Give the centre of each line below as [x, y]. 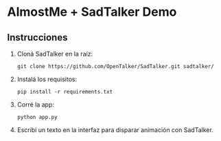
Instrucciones [37, 37]
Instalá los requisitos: [47, 79]
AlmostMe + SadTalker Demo [92, 12]
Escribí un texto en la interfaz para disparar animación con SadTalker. [115, 130]
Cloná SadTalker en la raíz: [55, 54]
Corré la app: [36, 105]
